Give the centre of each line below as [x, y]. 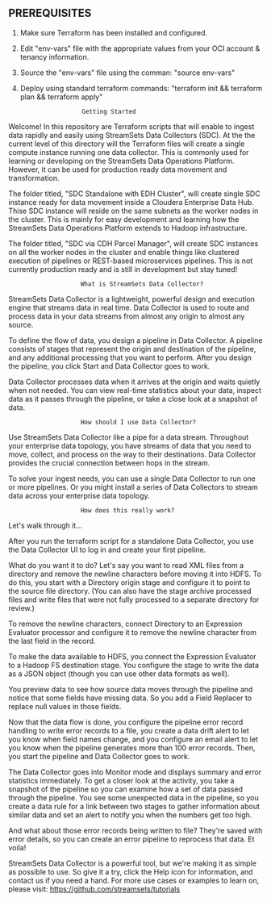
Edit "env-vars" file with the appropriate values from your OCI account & [140, 48]
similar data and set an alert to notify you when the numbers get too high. [130, 815]
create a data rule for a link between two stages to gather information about [134, 806]
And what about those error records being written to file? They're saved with [135, 830]
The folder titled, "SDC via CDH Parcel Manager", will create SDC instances [133, 243]
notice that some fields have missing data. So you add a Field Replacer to [130, 698]
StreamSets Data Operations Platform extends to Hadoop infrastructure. [128, 228]
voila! [17, 847]
